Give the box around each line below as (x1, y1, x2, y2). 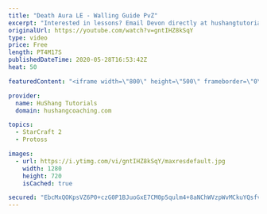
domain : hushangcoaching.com (15, 106, 112, 115)
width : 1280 (22, 164, 62, 173)
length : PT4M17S (8, 48, 62, 56)
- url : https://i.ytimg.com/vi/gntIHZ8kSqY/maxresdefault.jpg (15, 157, 226, 165)
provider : (8, 92, 41, 100)
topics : (8, 120, 34, 129)
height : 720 (22, 172, 62, 180)
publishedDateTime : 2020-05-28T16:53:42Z (8, 56, 148, 64)
